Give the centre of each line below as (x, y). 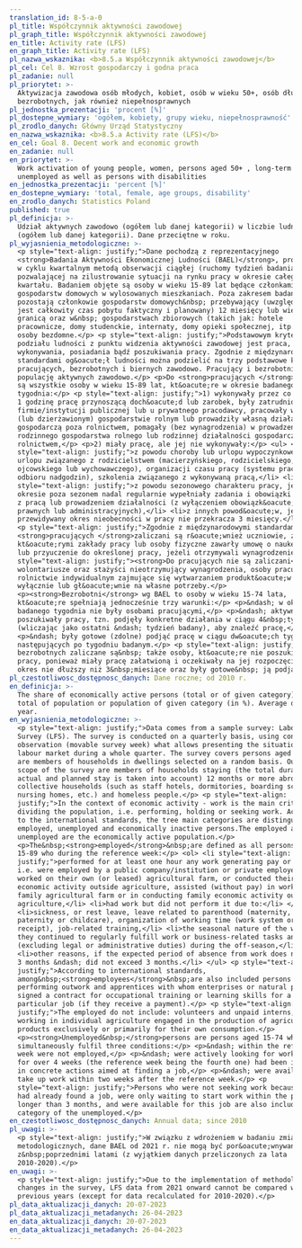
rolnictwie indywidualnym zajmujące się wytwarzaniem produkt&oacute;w (155, 578)
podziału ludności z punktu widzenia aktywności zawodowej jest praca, (155, 343)
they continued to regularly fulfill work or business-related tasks (150, 937)
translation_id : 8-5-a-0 (56, 18)
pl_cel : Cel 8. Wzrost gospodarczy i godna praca (104, 68)
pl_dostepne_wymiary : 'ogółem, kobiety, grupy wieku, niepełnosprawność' (151, 118)
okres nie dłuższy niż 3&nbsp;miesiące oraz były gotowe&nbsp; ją (144, 670)
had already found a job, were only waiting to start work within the (152, 1096)
